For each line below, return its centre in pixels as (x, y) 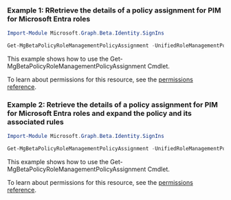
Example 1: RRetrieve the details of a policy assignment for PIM (114, 10)
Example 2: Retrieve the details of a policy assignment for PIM (112, 104)
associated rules (35, 121)
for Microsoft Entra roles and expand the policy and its (100, 113)
